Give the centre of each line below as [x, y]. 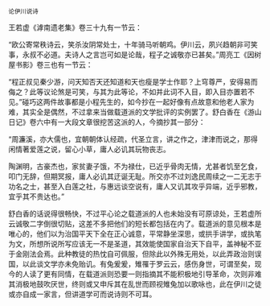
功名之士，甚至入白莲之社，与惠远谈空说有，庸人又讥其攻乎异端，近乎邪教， [135, 186]
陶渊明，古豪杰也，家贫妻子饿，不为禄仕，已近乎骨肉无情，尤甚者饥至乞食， [135, 166]
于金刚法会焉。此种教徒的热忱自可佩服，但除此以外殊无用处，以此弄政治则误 [135, 254]
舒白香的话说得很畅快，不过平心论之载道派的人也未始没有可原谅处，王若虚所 [135, 213]
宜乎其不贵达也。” [37, 196]
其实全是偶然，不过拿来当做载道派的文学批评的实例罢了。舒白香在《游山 [142, 112]
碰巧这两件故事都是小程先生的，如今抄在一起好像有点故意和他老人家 [135, 102]
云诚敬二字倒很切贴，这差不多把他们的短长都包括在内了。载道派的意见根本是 [135, 223]
